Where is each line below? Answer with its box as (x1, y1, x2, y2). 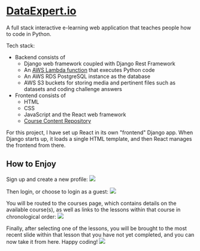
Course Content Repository (23, 117, 92, 124)
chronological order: (6, 213, 56, 220)
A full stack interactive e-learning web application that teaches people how (6, 24, 192, 31)
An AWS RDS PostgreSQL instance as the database (23, 72, 151, 80)
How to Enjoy (6, 159, 57, 169)
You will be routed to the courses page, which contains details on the (6, 199, 177, 207)
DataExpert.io (6, 4, 77, 18)
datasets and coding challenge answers (23, 85, 123, 92)
